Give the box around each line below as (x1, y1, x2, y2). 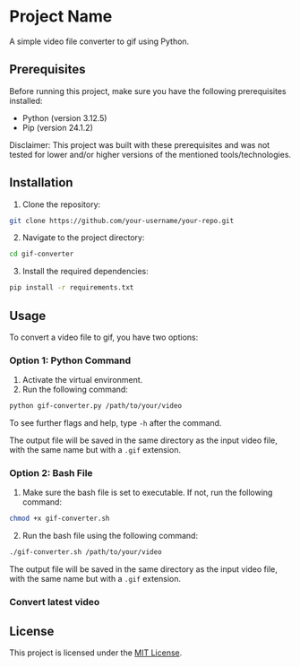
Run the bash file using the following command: (21, 531, 199, 541)
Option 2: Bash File (9, 467, 93, 480)
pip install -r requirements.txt (9, 283, 134, 292)
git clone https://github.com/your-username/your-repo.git (9, 216, 235, 225)
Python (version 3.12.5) (21, 112, 107, 123)
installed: (9, 95, 43, 106)
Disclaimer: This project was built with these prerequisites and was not (9, 139, 270, 150)
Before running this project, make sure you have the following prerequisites (9, 85, 287, 96)
